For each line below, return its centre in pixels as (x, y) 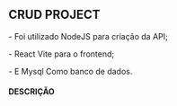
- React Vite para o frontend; (61, 54)
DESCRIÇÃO (31, 92)
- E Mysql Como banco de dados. (71, 71)
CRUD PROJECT (54, 15)
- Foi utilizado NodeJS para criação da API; (88, 36)
